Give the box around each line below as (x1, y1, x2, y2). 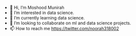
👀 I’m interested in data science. (9, 10, 75, 16)
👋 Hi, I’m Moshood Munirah (9, 5, 65, 10)
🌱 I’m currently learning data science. (9, 15, 85, 20)
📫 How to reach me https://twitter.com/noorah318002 (9, 26, 119, 31)
